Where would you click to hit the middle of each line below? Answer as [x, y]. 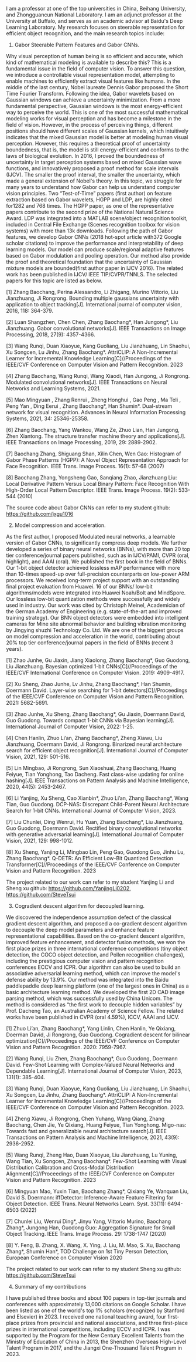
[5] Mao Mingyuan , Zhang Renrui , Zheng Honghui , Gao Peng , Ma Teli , [94, 400]
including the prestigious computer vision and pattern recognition [85, 961]
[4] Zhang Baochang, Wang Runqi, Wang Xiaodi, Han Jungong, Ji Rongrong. [98, 376]
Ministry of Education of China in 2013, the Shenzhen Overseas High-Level [96, 1341]
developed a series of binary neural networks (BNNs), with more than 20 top [98, 549]
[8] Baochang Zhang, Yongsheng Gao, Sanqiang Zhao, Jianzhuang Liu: [92, 477]
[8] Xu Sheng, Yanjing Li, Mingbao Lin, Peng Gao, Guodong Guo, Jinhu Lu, [96, 852]
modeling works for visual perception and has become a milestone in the [94, 119]
